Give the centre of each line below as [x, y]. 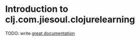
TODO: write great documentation [40, 33]
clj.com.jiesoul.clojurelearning [70, 20]
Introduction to [37, 9]
